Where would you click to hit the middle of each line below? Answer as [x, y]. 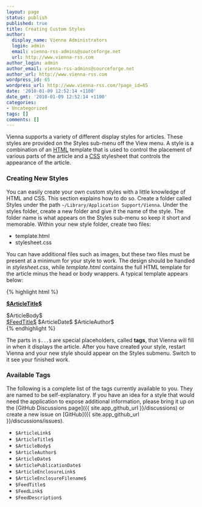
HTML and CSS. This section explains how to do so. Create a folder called [99, 198]
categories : [21, 102]
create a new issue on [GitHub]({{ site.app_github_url [73, 414]
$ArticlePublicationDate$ [48, 465]
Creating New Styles [37, 178]
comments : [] [23, 119]
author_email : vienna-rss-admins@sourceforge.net [71, 68]
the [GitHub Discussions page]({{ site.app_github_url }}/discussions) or [95, 408]
